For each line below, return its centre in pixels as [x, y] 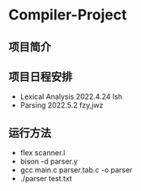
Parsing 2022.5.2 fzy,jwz [62, 105]
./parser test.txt [46, 179]
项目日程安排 [41, 76]
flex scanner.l [43, 153]
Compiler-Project [68, 15]
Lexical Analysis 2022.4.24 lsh [71, 97]
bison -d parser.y [49, 161]
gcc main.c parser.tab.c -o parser [76, 170]
